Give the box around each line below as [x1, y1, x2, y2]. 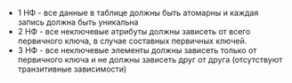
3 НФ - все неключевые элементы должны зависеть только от [17, 45, 257, 56]
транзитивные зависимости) [17, 64, 127, 74]
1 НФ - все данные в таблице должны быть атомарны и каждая [17, 8, 259, 18]
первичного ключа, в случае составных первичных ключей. [17, 35, 247, 46]
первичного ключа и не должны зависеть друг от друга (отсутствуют [17, 55, 283, 64]
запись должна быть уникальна [17, 17, 139, 27]
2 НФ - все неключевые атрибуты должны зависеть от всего [17, 26, 251, 36]
